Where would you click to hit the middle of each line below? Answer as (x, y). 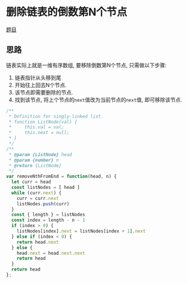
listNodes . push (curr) (43, 204)
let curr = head (31, 182)
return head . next (38, 242)
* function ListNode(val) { (43, 122)
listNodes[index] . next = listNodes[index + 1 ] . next (81, 231)
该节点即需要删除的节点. (44, 92)
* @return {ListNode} (35, 165)
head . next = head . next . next (51, 253)
